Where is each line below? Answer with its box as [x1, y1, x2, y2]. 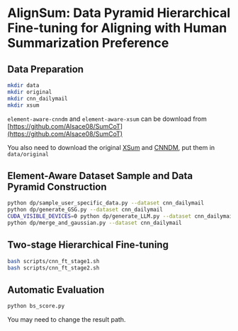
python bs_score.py [7, 303, 65, 310]
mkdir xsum [7, 101, 40, 109]
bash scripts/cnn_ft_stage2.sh [7, 264, 100, 272]
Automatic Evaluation [7, 284, 105, 296]
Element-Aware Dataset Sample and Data [7, 170, 193, 182]
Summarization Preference [7, 35, 169, 51]
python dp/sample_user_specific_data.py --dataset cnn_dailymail [7, 199, 204, 207]
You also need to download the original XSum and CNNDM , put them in [7, 143, 215, 151]
